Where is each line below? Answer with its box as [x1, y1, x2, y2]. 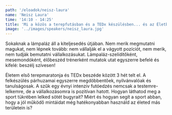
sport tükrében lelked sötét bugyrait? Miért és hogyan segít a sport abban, [5, 94, 162, 100]
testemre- [137, 83, 159, 89]
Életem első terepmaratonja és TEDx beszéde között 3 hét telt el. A [5, 72, 146, 78]
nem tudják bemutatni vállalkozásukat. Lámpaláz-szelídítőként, [5, 52, 138, 58]
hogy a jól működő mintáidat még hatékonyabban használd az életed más [5, 99, 160, 105]
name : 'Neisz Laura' [5, 12, 50, 17]
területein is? [5, 105, 32, 111]
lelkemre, [5, 88, 25, 95]
